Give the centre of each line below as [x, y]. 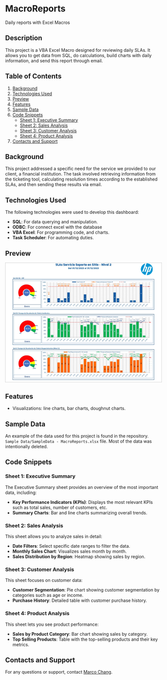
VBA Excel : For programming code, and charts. [61, 232]
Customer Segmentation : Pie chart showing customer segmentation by [86, 590]
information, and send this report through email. [54, 61]
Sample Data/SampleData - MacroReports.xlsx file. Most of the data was [79, 441]
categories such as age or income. [48, 595]
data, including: [21, 492]
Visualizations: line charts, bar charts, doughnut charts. [69, 408]
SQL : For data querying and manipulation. [55, 222]
